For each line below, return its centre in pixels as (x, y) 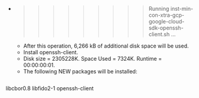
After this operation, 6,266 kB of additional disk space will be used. (106, 46)
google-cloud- (166, 21)
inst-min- (182, 9)
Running (159, 9)
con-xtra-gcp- (166, 15)
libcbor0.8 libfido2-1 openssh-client (50, 88)
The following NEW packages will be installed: (80, 71)
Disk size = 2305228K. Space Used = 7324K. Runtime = (93, 59)
